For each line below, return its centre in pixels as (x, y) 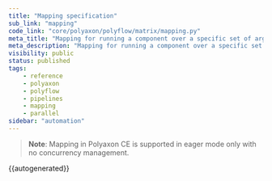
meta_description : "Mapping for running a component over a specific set (136, 46)
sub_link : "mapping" (43, 23)
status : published (39, 61)
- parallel (41, 114)
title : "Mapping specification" (63, 16)
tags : (17, 69)
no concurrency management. (79, 152)
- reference (43, 76)
